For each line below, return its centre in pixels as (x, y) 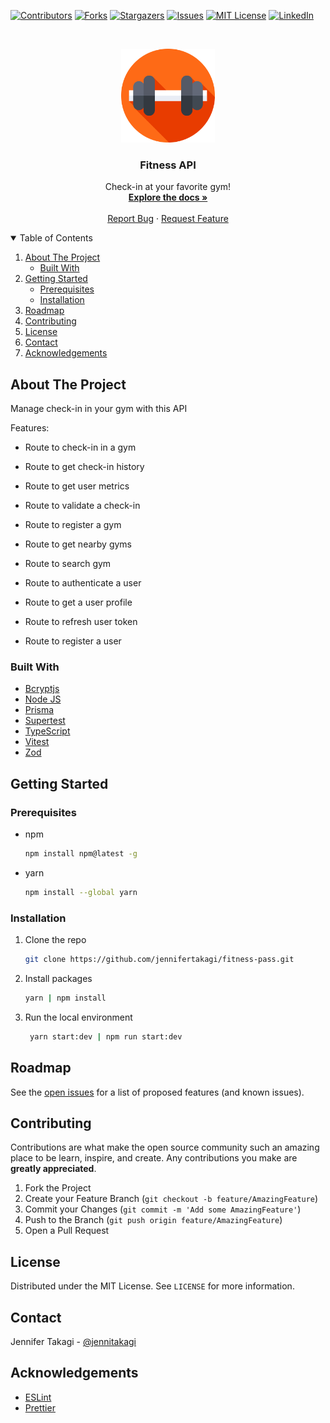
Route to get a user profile (78, 602)
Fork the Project (58, 1188)
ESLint (38, 1397)
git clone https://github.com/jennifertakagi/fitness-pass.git (159, 960)
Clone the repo (55, 940)
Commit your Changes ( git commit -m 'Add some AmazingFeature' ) (163, 1209)
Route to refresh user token (81, 622)
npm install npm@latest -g (81, 854)
